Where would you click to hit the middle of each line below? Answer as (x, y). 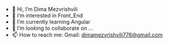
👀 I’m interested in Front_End (47, 15)
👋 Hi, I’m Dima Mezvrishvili (45, 9)
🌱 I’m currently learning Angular (51, 22)
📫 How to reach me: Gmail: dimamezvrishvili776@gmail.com (87, 35)
